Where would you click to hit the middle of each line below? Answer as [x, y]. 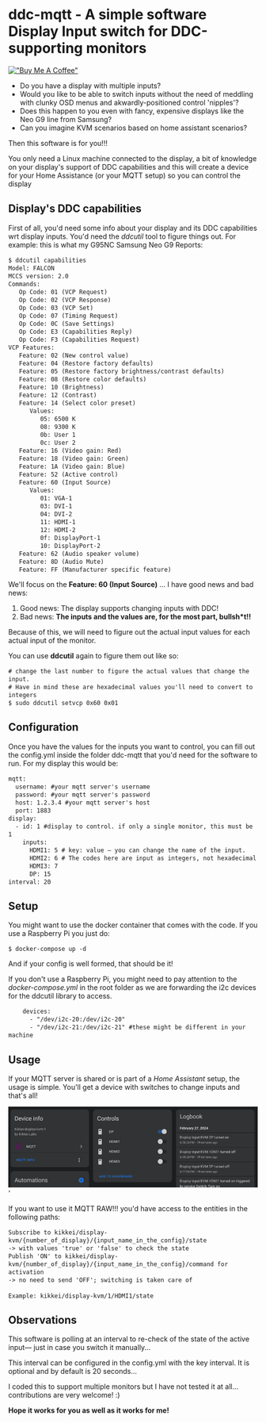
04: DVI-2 [56, 514]
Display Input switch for [88, 31]
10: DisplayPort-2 [70, 546]
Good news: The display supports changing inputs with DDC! [119, 608]
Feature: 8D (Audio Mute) [61, 562]
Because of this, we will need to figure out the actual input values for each [129, 631]
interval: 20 [30, 882]
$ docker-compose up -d [47, 949]
